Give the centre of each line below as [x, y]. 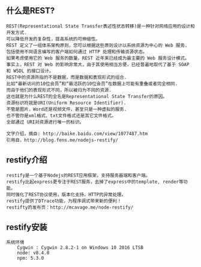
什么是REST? [31, 11]
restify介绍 [27, 160]
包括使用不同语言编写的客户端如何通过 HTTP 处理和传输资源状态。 [77, 52]
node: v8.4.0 [33, 253]
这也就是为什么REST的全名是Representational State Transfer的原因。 [87, 96]
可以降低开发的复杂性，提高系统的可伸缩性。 [53, 39]
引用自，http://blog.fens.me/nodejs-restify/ [62, 140]
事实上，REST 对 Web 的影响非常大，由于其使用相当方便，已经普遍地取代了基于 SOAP [98, 64]
